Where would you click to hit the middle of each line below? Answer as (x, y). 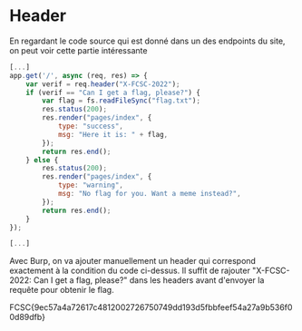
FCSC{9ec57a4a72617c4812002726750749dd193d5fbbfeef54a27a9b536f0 (151, 307)
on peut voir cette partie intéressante (78, 50)
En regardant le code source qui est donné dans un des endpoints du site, (147, 41)
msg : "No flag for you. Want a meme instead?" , (150, 194)
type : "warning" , (91, 185)
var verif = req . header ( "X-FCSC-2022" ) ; (103, 84)
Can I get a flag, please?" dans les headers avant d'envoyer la (149, 280)
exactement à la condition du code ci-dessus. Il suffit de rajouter (130, 271)
